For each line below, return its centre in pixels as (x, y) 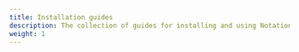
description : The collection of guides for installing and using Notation (151, 26)
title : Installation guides (61, 17)
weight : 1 (28, 33)
